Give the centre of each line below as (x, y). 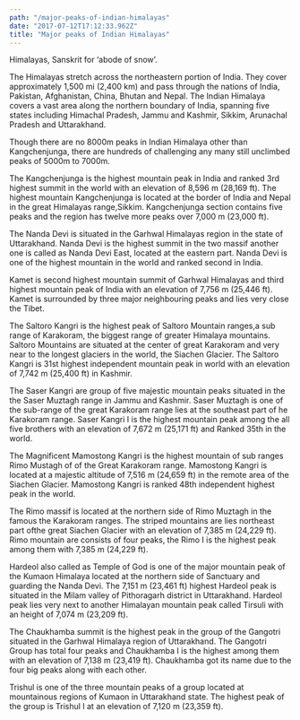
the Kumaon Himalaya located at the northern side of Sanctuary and (135, 577)
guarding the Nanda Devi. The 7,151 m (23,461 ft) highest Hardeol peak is (143, 586)
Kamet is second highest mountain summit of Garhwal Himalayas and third (147, 280)
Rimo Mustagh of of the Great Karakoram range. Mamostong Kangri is (138, 465)
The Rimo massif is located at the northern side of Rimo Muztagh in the (141, 511)
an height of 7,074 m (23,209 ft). (69, 614)
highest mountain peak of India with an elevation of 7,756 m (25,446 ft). (141, 290)
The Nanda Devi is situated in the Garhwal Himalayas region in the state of (146, 234)
